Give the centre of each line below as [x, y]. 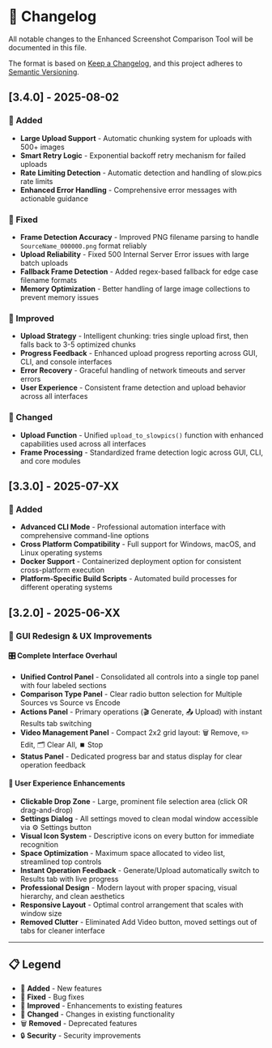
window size [41, 913]
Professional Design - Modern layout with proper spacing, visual [128, 888]
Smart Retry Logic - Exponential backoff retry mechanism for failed [133, 155]
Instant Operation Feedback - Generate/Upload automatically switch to [140, 870]
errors [30, 379]
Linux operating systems [61, 553]
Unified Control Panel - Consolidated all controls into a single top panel [139, 677]
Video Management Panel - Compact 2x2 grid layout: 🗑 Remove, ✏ [134, 732]
